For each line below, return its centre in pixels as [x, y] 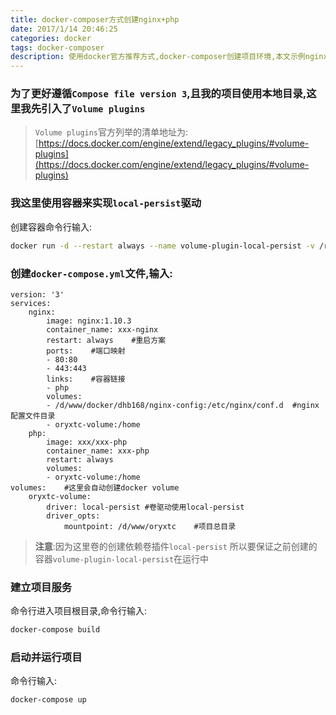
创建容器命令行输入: [51, 227]
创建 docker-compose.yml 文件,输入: [91, 273]
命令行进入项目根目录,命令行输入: [79, 611]
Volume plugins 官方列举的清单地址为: [111, 132]
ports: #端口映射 [86, 351]
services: [31, 303]
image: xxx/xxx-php [87, 442]
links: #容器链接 [86, 379]
